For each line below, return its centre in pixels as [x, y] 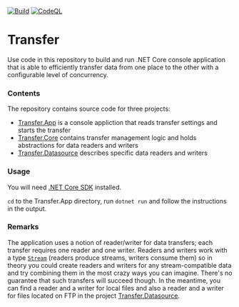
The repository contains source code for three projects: [89, 109]
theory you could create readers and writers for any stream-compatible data [119, 265]
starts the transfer [44, 130]
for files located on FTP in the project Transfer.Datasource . [94, 296]
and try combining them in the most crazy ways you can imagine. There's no [120, 273]
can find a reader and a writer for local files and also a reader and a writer [116, 288]
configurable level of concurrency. [58, 74]
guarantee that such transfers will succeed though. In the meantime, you [114, 280]
